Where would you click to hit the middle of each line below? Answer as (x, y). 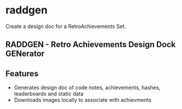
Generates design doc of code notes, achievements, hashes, (87, 87)
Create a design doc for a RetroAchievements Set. (66, 26)
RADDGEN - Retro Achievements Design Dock (91, 45)
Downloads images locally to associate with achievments (83, 100)
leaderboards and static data (49, 94)
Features (22, 73)
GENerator (25, 54)
